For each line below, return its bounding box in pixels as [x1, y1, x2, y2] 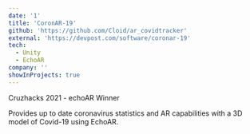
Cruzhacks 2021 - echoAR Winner [8, 93, 120, 102]
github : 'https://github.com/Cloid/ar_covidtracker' [8, 26, 188, 34]
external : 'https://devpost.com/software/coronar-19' [8, 33, 192, 42]
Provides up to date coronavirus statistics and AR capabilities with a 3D [8, 108, 243, 118]
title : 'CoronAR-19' [8, 19, 77, 27]
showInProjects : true [8, 71, 81, 79]
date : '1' [8, 11, 42, 20]
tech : [8, 41, 26, 49]
